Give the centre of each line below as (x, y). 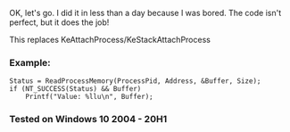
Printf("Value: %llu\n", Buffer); (89, 97)
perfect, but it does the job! (59, 22)
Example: (30, 62)
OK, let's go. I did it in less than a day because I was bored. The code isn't (145, 13)
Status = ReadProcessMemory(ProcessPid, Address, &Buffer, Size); (135, 81)
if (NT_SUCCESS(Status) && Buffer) (75, 89)
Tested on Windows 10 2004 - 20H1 (88, 120)
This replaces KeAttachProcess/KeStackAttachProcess (110, 40)
